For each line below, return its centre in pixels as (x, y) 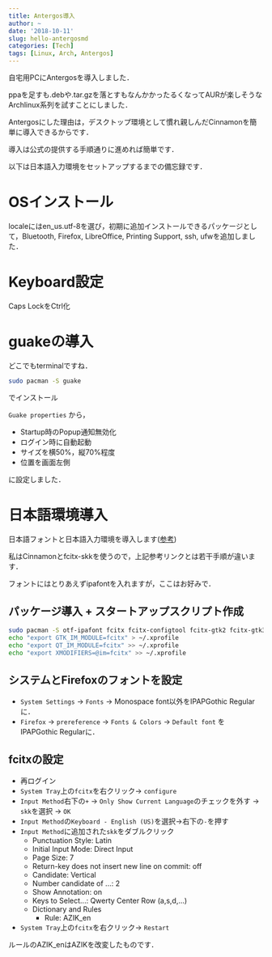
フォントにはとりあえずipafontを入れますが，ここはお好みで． (112, 583)
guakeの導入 (51, 342)
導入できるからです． (57, 132)
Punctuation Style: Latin (72, 840)
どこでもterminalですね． (50, 366)
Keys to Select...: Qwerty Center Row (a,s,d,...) (110, 900)
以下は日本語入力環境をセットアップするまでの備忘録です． (108, 166)
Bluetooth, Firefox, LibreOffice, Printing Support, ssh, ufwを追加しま (136, 236)
